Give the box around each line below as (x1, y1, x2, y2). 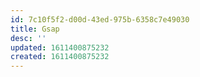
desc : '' (10, 33, 47, 43)
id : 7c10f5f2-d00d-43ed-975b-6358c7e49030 (10, 14, 190, 25)
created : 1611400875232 (10, 52, 110, 62)
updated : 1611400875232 (10, 42, 110, 53)
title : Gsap (10, 24, 60, 34)
